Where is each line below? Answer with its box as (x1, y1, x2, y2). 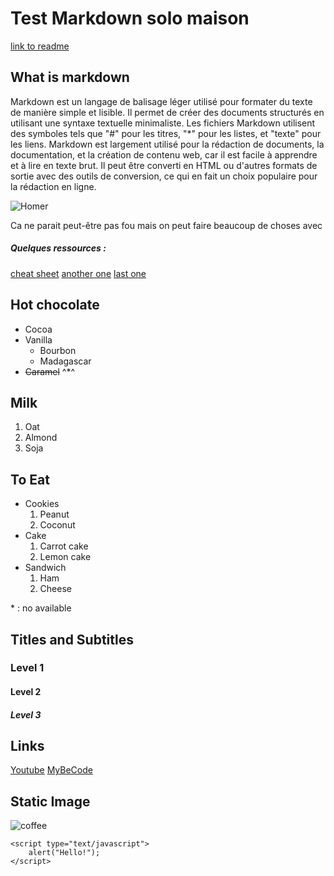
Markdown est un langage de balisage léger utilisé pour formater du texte (10, 95, 313, 107)
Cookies (24, 498, 60, 510)
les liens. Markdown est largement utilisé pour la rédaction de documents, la (10, 138, 325, 150)
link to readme (10, 40, 70, 52)
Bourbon (39, 344, 77, 356)
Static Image (10, 793, 91, 810)
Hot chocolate (10, 297, 100, 314)
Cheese (39, 583, 72, 595)
